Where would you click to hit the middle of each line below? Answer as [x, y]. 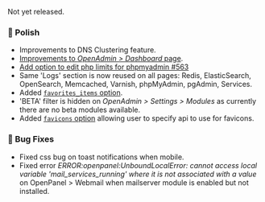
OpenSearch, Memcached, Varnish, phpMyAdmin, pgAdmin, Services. [136, 85]
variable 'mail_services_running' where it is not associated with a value [138, 174]
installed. [34, 191]
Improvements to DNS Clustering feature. [87, 50]
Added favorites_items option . [71, 93]
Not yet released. [36, 12]
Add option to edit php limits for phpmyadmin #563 [104, 67]
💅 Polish [24, 32]
